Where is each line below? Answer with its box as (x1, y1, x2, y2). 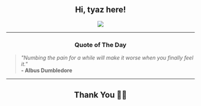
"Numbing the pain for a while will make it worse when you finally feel (20, 54, 194, 61)
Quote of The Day (74, 40, 127, 49)
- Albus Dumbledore (20, 67, 73, 74)
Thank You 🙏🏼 (74, 89, 127, 100)
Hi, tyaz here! (75, 5, 126, 15)
